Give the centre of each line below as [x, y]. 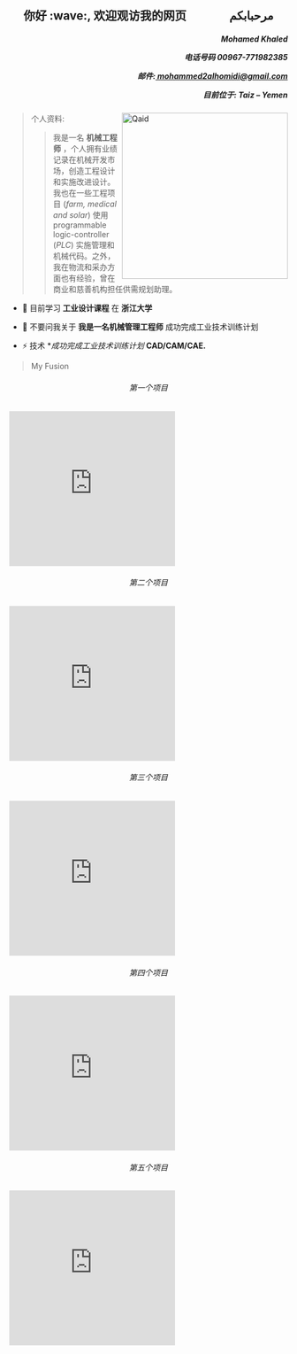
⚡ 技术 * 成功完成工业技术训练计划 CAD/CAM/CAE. [114, 346]
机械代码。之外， [84, 256]
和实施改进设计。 [84, 182]
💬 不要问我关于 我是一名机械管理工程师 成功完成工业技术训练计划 [140, 327]
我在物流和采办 [80, 267]
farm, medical [91, 204]
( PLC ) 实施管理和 [84, 245]
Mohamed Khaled [254, 39]
